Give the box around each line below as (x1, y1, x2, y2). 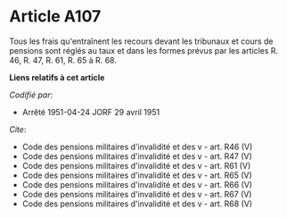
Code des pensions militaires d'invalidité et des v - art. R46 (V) (21, 141, 253, 152)
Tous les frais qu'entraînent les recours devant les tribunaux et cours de (9, 36, 274, 46)
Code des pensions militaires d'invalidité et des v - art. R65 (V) (21, 170, 252, 180)
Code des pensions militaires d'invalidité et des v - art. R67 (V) (21, 189, 252, 199)
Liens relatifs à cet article (9, 71, 105, 82)
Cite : (9, 123, 27, 135)
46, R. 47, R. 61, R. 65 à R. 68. (9, 54, 118, 65)
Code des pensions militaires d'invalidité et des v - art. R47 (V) (21, 150, 252, 162)
